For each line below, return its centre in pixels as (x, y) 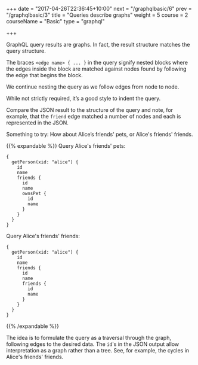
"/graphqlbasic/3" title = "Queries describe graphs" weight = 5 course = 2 (97, 15)
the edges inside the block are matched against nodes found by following (96, 69)
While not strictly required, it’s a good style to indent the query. (83, 98)
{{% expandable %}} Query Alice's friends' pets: (66, 146)
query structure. (26, 51)
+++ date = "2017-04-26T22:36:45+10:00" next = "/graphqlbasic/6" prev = (99, 9)
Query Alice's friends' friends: (43, 236)
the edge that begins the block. (44, 75)
